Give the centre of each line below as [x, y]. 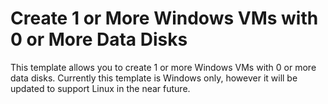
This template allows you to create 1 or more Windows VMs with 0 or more [163, 67]
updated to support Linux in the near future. [100, 88]
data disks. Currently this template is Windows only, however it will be [154, 78]
